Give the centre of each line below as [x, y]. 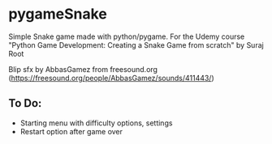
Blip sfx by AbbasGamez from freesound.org [83, 69]
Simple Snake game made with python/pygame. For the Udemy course [127, 36]
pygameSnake [58, 14]
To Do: [25, 103]
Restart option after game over [71, 131]
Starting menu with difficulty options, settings [96, 123]
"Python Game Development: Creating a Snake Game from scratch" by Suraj [136, 44]
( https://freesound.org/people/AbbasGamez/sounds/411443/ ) [112, 78]
